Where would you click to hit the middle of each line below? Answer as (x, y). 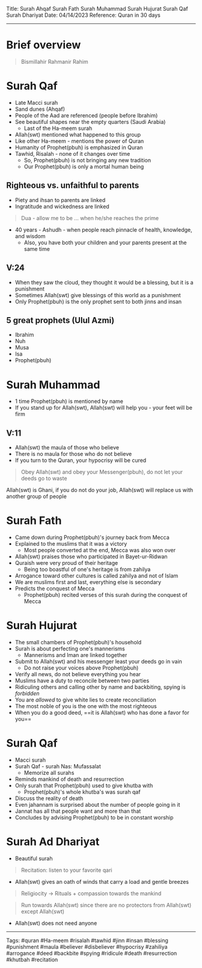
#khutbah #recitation (32, 960)
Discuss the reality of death (49, 798)
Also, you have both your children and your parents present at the (105, 242)
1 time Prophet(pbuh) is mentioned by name (69, 401)
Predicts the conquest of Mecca (55, 588)
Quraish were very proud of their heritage (66, 563)
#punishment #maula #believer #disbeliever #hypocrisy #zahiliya (87, 946)
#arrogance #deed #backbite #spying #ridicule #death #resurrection (92, 953)
